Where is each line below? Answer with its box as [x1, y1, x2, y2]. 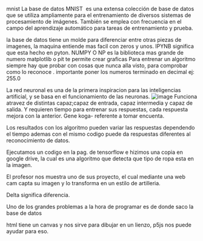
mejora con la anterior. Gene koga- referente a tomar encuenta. [6, 112, 165, 119]
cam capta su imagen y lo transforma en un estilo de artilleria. [6, 180, 161, 187]
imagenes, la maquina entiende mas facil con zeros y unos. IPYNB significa [6, 42, 194, 50]
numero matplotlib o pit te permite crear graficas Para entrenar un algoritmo [6, 56, 196, 62]
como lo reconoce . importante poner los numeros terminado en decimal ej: [6, 68, 195, 75]
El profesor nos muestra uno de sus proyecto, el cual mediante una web [6, 173, 186, 180]
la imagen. [6, 162, 32, 168]
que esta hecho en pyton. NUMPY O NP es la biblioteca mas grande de [6, 49, 184, 56]
